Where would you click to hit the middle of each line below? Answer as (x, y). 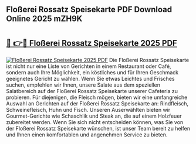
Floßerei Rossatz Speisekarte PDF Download (89, 10)
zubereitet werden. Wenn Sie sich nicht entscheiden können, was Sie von (95, 122)
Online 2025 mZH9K (44, 19)
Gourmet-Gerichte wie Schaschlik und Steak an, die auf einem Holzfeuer (94, 116)
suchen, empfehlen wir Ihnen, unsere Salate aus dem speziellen (83, 85)
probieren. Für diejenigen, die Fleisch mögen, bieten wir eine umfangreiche (97, 97)
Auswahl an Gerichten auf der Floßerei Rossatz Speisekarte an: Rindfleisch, (97, 104)
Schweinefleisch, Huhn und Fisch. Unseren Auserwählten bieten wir (88, 110)
